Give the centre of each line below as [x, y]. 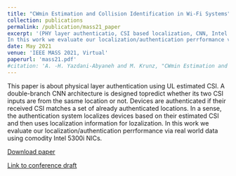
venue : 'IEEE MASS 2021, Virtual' [58, 53]
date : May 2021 [29, 46]
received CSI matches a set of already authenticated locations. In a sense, [115, 108]
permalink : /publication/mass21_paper [64, 27]
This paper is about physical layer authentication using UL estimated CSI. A [116, 86]
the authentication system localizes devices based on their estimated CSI [113, 116]
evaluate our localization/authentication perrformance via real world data [113, 130]
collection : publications [45, 20]
